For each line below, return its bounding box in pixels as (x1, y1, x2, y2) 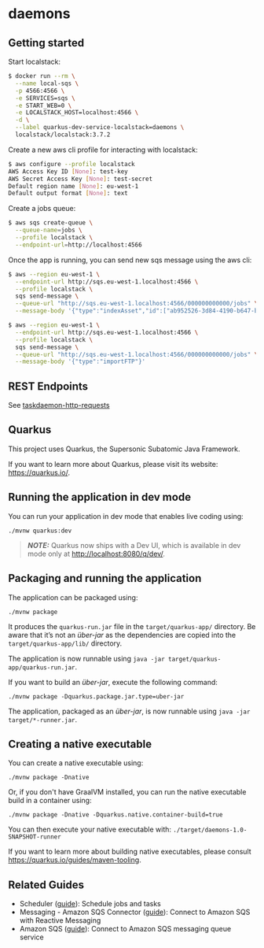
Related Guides (8, 878, 85, 891)
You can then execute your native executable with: (8, 824, 171, 835)
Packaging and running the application (8, 572, 202, 585)
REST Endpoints (8, 380, 89, 393)
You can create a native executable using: (8, 758, 144, 768)
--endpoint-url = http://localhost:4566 (15, 241, 143, 249)
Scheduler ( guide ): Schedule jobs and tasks (19, 899, 161, 909)
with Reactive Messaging (19, 916, 101, 925)
